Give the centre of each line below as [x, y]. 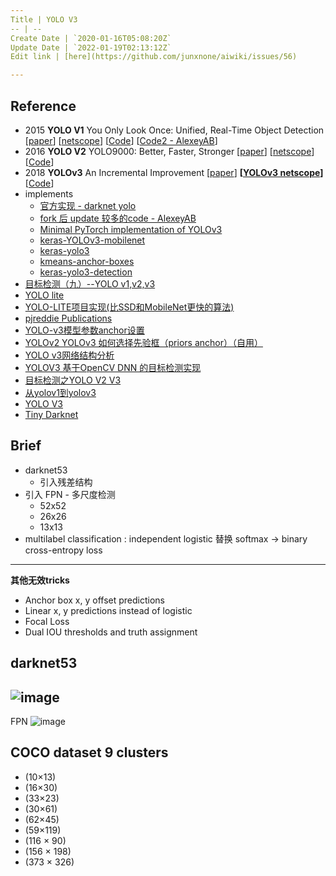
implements [49, 193]
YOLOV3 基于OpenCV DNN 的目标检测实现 [113, 367]
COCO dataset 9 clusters [89, 752]
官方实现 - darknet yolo [88, 205]
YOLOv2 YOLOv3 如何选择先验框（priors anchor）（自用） [143, 342]
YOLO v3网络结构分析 [69, 355]
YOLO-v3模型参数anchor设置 [84, 330]
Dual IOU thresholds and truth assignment [111, 632]
